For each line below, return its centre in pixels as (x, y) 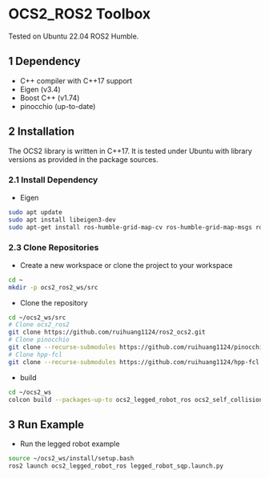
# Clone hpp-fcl (35, 354)
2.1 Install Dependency (53, 180)
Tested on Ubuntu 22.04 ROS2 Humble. (74, 36)
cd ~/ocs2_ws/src (37, 318)
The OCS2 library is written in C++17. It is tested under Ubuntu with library (130, 151)
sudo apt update (35, 212)
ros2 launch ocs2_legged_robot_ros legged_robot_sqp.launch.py (116, 466)
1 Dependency (44, 61)
